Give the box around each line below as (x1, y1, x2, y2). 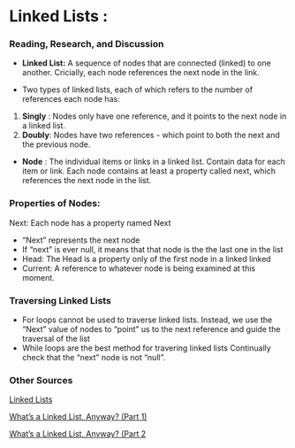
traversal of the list (21, 334, 91, 344)
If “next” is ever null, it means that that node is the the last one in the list (21, 243, 284, 254)
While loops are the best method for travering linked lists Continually (21, 343, 271, 353)
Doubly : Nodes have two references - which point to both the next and (21, 130, 281, 141)
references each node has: (21, 94, 121, 104)
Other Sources (9, 375, 73, 386)
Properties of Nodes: (9, 197, 101, 210)
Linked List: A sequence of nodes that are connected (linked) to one (21, 58, 271, 68)
